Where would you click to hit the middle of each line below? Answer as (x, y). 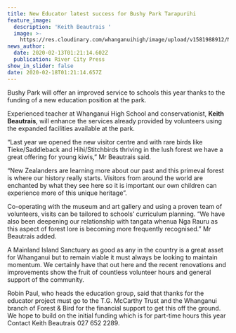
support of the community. (46, 279)
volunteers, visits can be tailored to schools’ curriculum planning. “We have (116, 214)
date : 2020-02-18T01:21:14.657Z (54, 72)
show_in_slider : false (40, 66)
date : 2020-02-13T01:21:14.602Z (61, 53)
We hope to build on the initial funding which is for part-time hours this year (117, 315)
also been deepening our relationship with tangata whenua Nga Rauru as (113, 221)
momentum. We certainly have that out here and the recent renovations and (117, 264)
